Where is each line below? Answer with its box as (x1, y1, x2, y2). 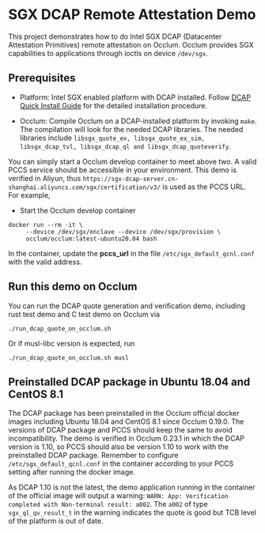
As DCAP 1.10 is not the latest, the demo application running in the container (8, 482, 256, 492)
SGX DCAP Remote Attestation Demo (8, 6, 256, 24)
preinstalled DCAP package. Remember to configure (8, 451, 179, 460)
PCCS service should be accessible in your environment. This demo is (8, 164, 237, 175)
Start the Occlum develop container (19, 206, 136, 215)
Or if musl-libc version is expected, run (8, 338, 135, 348)
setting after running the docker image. (8, 467, 136, 477)
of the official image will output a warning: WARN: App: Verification (8, 491, 229, 501)
